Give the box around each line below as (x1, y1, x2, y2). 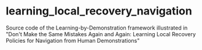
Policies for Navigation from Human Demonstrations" (6, 37, 140, 44)
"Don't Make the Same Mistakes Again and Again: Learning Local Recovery (6, 30, 196, 37)
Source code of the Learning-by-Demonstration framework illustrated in (6, 24, 188, 31)
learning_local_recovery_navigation (6, 4, 193, 18)
